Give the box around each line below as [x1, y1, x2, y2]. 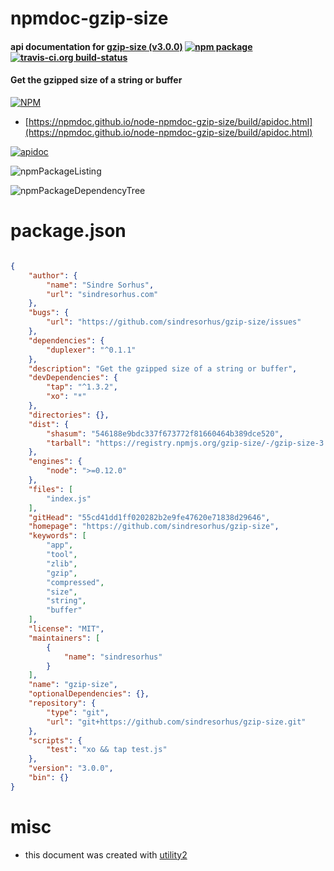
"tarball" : [46, 438, 92, 448]
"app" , [46, 540, 74, 551]
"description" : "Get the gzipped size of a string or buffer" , [28, 363, 298, 374]
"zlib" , [46, 558, 78, 569]
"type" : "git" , [46, 707, 110, 717]
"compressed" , [46, 577, 105, 587]
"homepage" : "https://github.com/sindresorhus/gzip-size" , [28, 522, 280, 532]
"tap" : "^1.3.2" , [46, 382, 118, 392]
